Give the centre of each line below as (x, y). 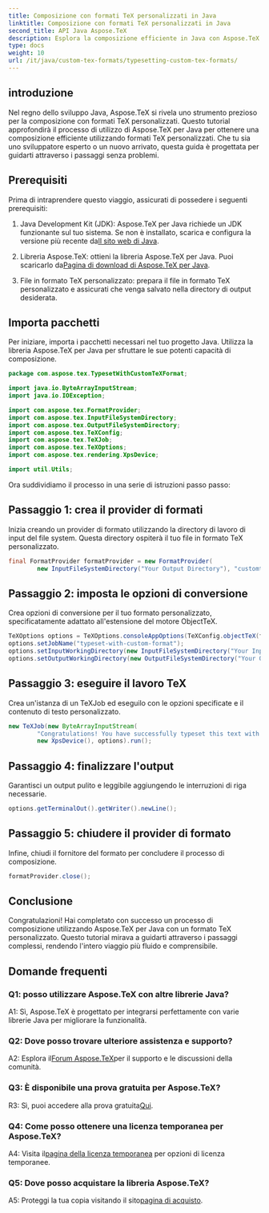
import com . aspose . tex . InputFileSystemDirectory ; (93, 417)
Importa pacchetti (54, 322)
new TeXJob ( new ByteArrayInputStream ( (73, 726)
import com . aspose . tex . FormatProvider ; (75, 410)
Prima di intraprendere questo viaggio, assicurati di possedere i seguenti (128, 199)
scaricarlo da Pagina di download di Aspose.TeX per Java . (115, 265)
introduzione (41, 93)
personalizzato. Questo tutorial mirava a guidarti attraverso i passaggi (123, 938)
